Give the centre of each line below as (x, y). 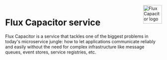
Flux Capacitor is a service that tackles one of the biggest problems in (77, 36)
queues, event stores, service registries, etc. (51, 52)
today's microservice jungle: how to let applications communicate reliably (80, 41)
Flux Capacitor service (53, 23)
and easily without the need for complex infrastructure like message (75, 47)
